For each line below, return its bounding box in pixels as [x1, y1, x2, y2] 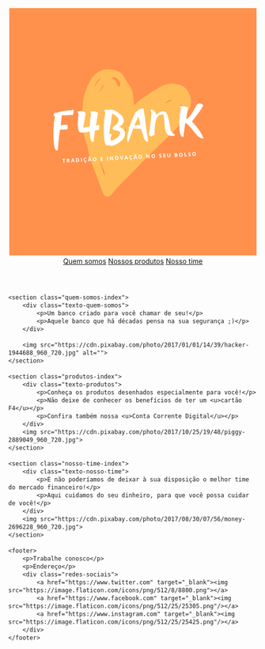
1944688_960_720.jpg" [8, 349, 80, 357]
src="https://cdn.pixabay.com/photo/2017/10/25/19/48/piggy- [40, 428, 246, 436]
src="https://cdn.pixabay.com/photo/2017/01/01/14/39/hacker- [40, 341, 249, 349]
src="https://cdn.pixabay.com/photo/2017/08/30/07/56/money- [40, 515, 246, 523]
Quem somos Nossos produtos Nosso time [62, 256, 203, 266]
